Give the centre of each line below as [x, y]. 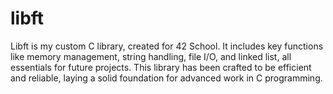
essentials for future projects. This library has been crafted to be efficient [161, 67]
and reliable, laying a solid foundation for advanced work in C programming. [166, 78]
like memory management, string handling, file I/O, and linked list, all [151, 56]
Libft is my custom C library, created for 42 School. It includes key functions [167, 46]
